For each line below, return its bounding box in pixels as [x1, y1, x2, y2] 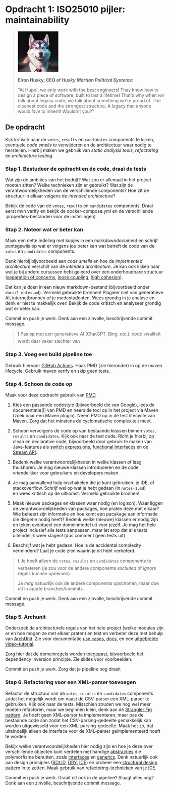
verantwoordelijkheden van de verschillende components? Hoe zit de [5, 187, 149, 193]
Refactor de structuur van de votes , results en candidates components [5, 690, 153, 696]
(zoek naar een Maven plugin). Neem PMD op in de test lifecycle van [12, 412, 155, 418]
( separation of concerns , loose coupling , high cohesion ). [5, 274, 123, 281]
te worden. [5, 733, 28, 739]
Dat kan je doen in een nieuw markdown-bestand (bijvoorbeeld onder [5, 284, 150, 290]
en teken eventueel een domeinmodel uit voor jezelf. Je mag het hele [12, 522, 156, 528]
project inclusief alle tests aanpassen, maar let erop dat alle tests [12, 527, 148, 533]
